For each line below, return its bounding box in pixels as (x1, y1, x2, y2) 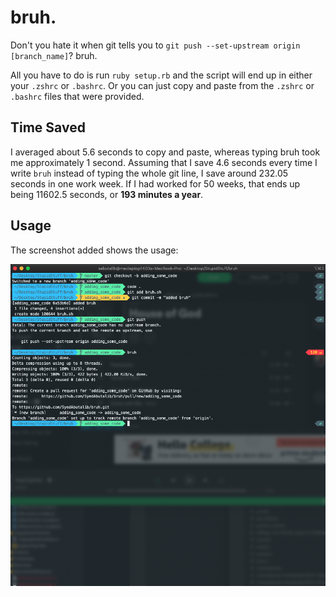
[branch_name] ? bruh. (10, 49, 98, 61)
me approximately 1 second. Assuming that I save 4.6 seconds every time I (10, 156, 318, 168)
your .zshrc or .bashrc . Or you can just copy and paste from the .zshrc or (10, 79, 315, 91)
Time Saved (10, 119, 86, 136)
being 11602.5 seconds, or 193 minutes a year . (10, 188, 204, 200)
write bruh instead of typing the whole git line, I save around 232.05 (10, 167, 289, 179)
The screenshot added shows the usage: (10, 244, 179, 256)
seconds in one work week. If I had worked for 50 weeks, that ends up (10, 177, 301, 190)
